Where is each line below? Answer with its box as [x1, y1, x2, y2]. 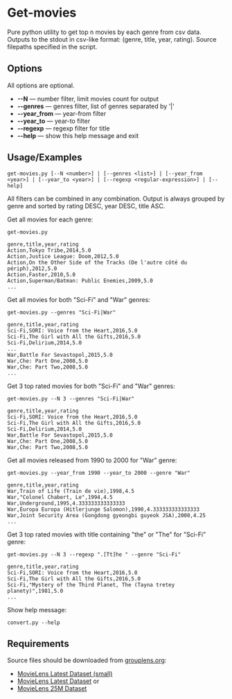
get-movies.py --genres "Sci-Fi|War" [7, 309, 116, 316]
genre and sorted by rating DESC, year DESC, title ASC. [7, 201, 166, 210]
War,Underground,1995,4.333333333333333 [7, 500, 126, 507]
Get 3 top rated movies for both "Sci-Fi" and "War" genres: [7, 382, 175, 390]
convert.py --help [7, 619, 60, 626]
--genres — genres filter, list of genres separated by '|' [17, 102, 175, 110]
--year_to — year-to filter [17, 117, 91, 125]
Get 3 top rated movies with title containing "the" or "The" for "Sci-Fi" [7, 530, 206, 539]
